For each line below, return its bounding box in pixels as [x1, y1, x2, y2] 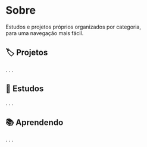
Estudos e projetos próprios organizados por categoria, [5, 23, 141, 30]
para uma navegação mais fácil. [5, 29, 84, 36]
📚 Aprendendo [5, 117, 64, 127]
